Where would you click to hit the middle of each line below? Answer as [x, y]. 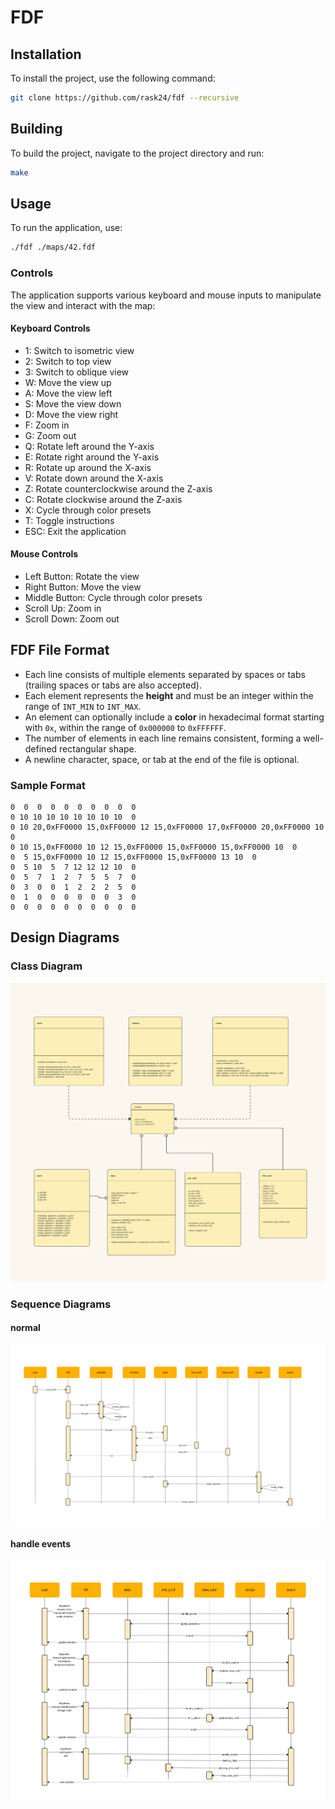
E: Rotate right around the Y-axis [92, 457]
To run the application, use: [66, 228]
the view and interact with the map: [83, 305]
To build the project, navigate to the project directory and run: [137, 153]
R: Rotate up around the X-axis [88, 467]
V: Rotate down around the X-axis [94, 478]
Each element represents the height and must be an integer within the [169, 695]
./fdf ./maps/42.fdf [53, 247]
